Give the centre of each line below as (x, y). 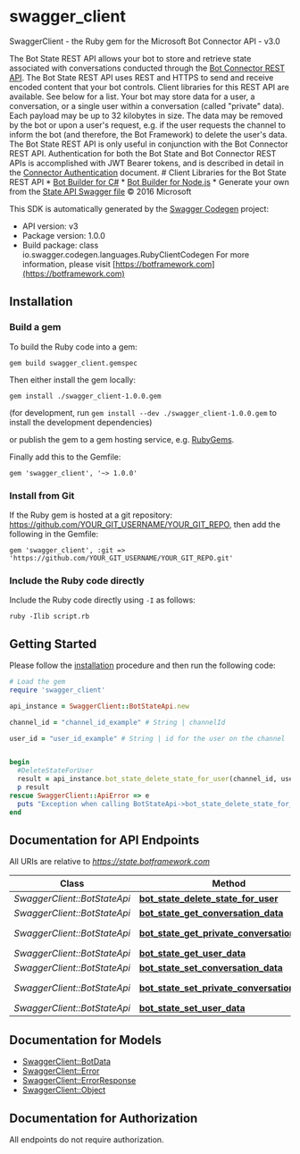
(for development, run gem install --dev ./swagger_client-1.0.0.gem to (143, 412)
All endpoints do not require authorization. (87, 1139)
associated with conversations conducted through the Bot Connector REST (147, 68)
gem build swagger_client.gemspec (74, 363)
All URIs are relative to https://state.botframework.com (109, 862)
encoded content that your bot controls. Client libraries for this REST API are (150, 87)
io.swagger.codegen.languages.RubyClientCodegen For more (136, 254)
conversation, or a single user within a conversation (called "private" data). (147, 105)
